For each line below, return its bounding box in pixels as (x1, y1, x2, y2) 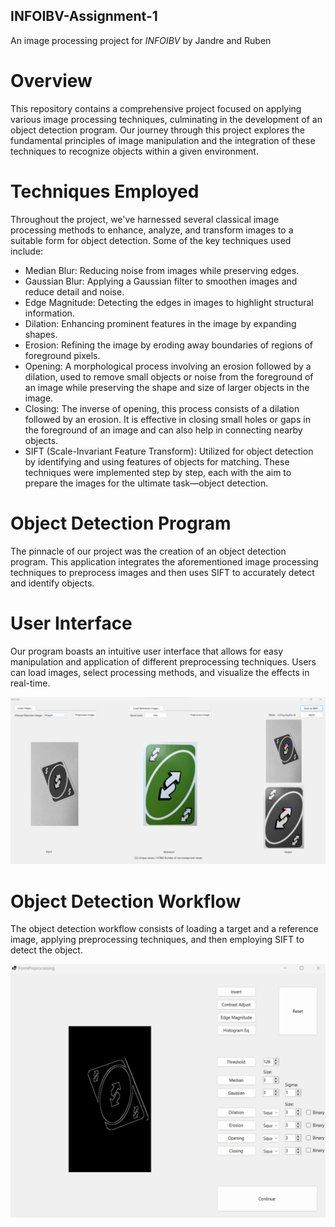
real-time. (10, 677, 51, 689)
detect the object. (10, 944, 83, 956)
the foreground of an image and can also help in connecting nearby (24, 424, 303, 436)
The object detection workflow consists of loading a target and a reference (10, 923, 319, 935)
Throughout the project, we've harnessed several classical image (10, 213, 280, 225)
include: (10, 245, 44, 257)
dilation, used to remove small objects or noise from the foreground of (24, 370, 314, 383)
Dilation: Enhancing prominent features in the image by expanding (24, 317, 297, 329)
